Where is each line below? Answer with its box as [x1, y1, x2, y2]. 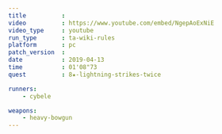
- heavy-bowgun [22, 114, 73, 122]
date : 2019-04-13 [8, 56, 105, 64]
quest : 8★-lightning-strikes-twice [8, 71, 161, 78]
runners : [8, 85, 37, 93]
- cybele [22, 92, 52, 100]
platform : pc [8, 41, 77, 49]
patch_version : [8, 48, 66, 56]
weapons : [8, 106, 37, 115]
